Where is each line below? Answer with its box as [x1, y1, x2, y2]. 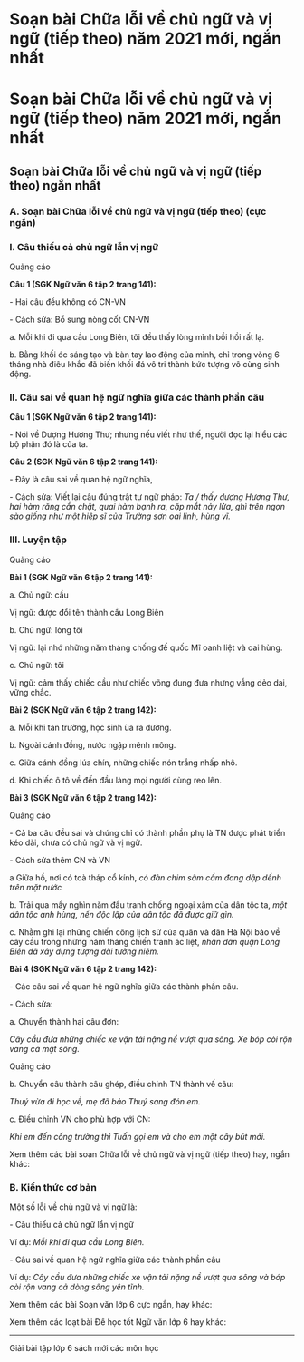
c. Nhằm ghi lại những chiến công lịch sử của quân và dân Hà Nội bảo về [9, 926, 280, 938]
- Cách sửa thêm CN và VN [9, 854, 111, 865]
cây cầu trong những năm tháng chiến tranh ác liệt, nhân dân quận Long [9, 936, 280, 947]
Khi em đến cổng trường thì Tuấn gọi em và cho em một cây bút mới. [9, 1131, 266, 1142]
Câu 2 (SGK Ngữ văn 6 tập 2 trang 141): [9, 456, 158, 467]
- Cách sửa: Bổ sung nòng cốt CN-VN [9, 314, 150, 325]
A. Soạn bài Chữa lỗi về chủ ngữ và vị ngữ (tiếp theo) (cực [9, 205, 267, 218]
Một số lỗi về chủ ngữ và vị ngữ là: [9, 1201, 138, 1212]
